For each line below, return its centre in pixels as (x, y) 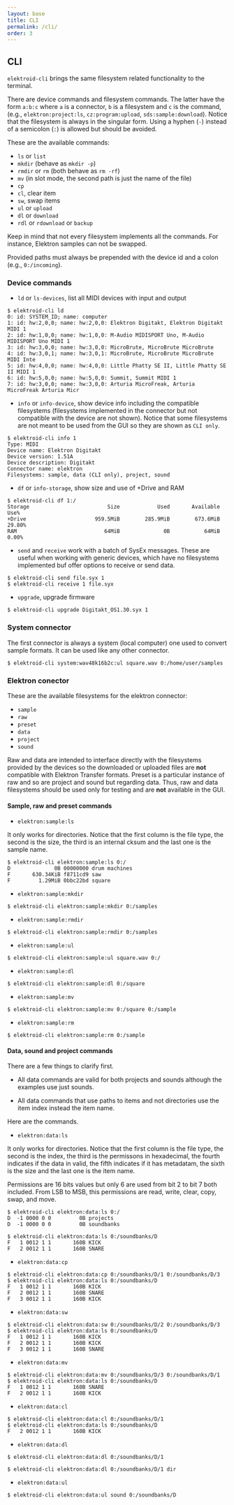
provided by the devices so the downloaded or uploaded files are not (107, 767)
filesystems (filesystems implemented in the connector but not (107, 411)
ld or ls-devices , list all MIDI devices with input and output (102, 298)
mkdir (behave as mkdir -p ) (57, 163)
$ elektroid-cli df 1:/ (42, 501)
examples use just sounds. (56, 1087)
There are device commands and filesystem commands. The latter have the (116, 99)
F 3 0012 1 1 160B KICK (54, 1299)
